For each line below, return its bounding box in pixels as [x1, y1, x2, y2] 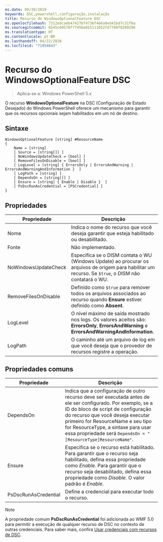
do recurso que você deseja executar [65, 412, 150, 418]
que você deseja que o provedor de [71, 342, 152, 349]
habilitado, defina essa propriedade [65, 456, 146, 463]
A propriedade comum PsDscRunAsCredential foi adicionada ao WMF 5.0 [5, 516, 154, 522]
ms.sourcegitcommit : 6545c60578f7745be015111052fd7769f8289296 [5, 25, 136, 30]
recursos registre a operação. [71, 348, 139, 355]
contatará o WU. [71, 276, 108, 283]
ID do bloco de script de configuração [65, 406, 151, 412]
